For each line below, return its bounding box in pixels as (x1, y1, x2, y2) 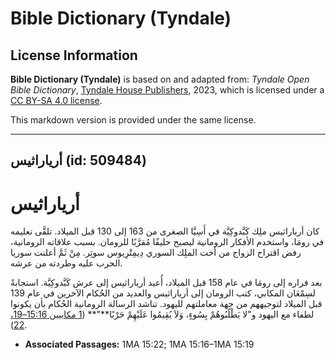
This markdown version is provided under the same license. (10, 114, 257, 126)
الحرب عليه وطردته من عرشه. (10, 257, 123, 269)
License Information (10, 47, 138, 64)
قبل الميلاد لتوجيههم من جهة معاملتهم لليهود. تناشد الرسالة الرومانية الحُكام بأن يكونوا (10, 298, 323, 310)
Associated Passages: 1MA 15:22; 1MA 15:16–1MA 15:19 (24, 338, 255, 351)
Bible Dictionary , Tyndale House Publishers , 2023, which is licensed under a (10, 84, 325, 96)
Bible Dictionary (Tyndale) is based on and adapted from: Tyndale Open (10, 73, 310, 85)
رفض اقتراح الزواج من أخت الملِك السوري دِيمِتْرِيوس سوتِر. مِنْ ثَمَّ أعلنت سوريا (10, 247, 302, 259)
